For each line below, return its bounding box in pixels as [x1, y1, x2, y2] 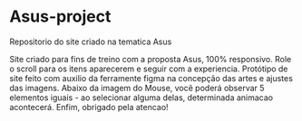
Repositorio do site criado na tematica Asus [9, 36, 172, 47]
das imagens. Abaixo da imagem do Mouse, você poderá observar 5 [9, 82, 265, 93]
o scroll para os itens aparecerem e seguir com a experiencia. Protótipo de [9, 63, 288, 74]
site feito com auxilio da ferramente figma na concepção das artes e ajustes [9, 72, 293, 83]
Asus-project [9, 6, 112, 27]
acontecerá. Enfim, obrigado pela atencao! [9, 101, 170, 112]
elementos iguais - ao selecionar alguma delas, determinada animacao [9, 92, 274, 103]
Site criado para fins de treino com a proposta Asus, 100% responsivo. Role [9, 53, 292, 64]
